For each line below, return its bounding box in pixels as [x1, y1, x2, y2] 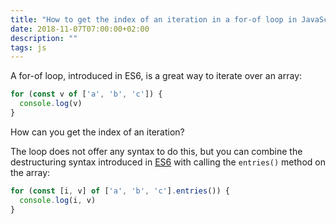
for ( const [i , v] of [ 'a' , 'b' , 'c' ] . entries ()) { [10, 186, 230, 196]
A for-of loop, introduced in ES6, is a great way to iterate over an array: [10, 70, 303, 82]
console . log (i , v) [19, 195, 97, 205]
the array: [10, 166, 51, 178]
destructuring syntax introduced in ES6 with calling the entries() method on [10, 156, 326, 168]
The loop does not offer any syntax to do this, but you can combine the [10, 145, 303, 157]
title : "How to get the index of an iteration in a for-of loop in [10, 14, 298, 25]
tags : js [10, 42, 47, 53]
